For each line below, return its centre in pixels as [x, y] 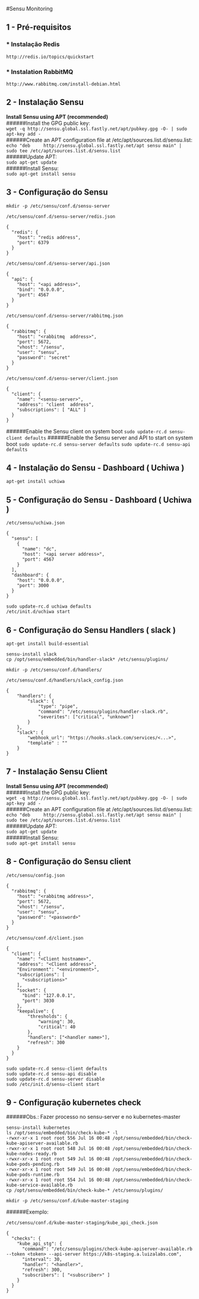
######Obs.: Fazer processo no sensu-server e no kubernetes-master [93, 1117]
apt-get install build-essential [48, 644]
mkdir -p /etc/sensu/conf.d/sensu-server [58, 206]
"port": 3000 [33, 586]
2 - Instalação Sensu [45, 102]
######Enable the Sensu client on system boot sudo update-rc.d [87, 431]
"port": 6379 [33, 242]
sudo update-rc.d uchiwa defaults [49, 607]
